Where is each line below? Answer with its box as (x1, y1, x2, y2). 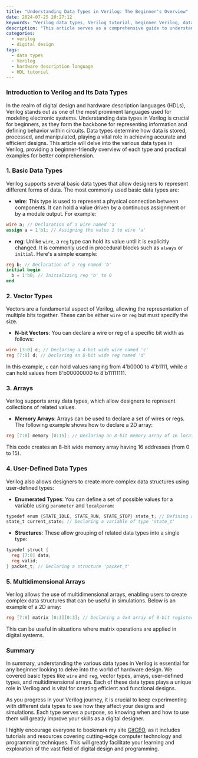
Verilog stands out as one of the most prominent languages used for (6, 108, 172, 115)
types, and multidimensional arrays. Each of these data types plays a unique (6, 678, 192, 686)
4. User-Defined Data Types (6, 464, 88, 473)
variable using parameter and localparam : (14, 502, 114, 509)
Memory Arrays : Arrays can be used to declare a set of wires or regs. (14, 415, 185, 422)
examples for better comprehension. (6, 151, 95, 159)
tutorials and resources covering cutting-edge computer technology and (6, 733, 182, 740)
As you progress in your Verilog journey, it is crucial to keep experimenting (6, 696, 187, 703)
